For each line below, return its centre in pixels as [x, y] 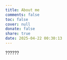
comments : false [22, 15]
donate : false [20, 29]
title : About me [22, 10]
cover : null [18, 24]
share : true [18, 34]
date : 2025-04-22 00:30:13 [34, 39]
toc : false [17, 19]
